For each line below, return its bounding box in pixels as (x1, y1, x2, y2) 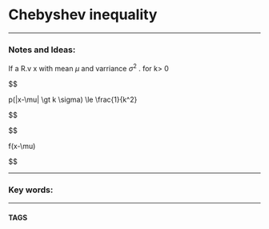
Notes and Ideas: (8, 44, 76, 55)
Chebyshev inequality (8, 6, 158, 24)
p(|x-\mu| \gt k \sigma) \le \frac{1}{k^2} (8, 94, 138, 104)
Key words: (8, 184, 54, 195)
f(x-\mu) (8, 141, 36, 151)
